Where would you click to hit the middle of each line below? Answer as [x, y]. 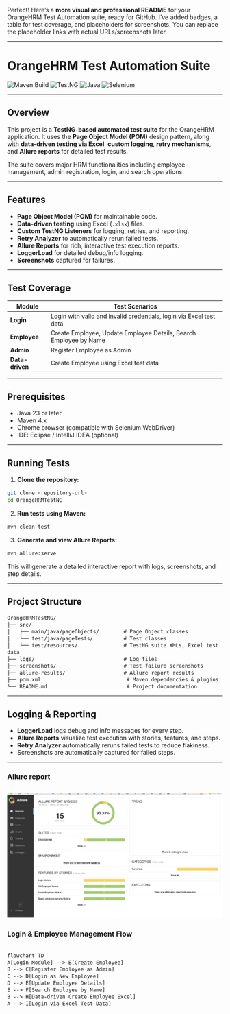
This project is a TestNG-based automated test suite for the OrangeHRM [111, 129]
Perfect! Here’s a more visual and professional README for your [99, 10]
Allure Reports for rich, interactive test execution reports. [98, 245]
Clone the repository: [48, 480]
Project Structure [44, 602]
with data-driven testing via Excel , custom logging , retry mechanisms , [109, 144]
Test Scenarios [135, 306]
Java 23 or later [39, 413]
